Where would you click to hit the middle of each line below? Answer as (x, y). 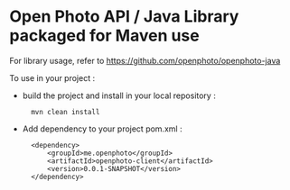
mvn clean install (65, 112)
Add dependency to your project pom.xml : (102, 129)
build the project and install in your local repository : (119, 95)
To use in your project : (52, 77)
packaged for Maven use (105, 36)
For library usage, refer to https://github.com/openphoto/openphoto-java (145, 60)
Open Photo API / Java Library (124, 17)
